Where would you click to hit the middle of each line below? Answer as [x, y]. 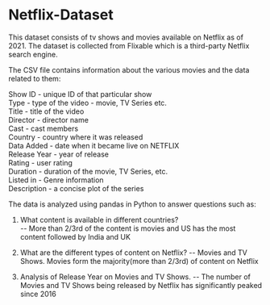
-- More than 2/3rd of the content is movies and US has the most [128, 228]
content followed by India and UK [75, 236]
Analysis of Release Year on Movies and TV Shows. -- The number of [135, 277]
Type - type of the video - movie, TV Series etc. [88, 102]
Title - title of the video [46, 111]
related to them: [35, 78]
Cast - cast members [44, 128]
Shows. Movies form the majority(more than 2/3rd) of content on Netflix [139, 261]
